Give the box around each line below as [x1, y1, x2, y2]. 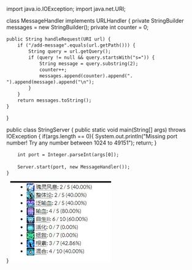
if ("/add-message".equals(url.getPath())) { [17, 42, 136, 48]
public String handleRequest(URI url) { [6, 36, 112, 42]
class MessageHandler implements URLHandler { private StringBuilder [6, 17, 184, 24]
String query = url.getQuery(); [28, 48, 112, 54]
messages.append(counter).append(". [39, 73, 133, 79]
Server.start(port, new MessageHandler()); [17, 164, 131, 170]
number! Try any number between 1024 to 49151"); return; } [6, 139, 157, 146]
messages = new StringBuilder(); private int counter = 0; [6, 24, 149, 31]
